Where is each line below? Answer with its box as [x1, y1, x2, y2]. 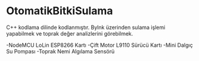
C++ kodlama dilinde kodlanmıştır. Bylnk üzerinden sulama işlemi [6, 24, 166, 31]
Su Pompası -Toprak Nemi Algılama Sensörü [6, 47, 115, 54]
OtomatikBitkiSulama [6, 4, 113, 18]
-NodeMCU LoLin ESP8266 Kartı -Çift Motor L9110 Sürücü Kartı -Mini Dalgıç [6, 41, 193, 49]
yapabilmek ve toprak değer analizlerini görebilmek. [6, 30, 133, 37]
